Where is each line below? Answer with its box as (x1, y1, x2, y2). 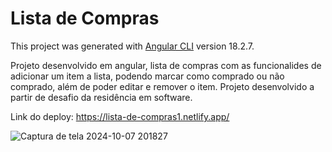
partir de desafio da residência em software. (10, 91, 193, 103)
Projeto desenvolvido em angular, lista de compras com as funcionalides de (10, 59, 322, 71)
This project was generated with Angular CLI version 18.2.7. (10, 40, 255, 52)
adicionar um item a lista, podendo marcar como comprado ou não (10, 70, 285, 82)
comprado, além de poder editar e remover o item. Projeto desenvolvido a (10, 80, 315, 92)
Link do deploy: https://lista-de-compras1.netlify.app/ (10, 110, 230, 122)
